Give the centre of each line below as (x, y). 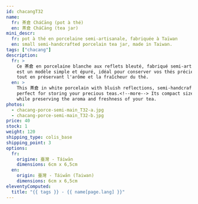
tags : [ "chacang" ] (29, 50)
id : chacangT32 (25, 11)
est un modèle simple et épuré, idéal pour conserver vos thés (96, 72)
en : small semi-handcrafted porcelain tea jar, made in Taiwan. (92, 45)
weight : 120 (21, 132)
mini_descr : (21, 34)
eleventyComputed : (29, 186)
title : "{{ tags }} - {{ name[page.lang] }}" (68, 192)
